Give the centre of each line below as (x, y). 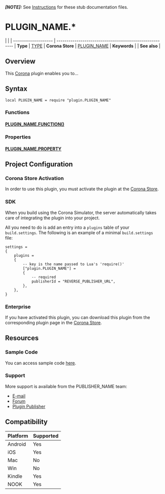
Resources (22, 338)
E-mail (19, 396)
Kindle (15, 476)
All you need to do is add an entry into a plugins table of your (67, 227)
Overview (20, 61)
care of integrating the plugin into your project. (52, 218)
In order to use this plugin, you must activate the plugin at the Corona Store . (82, 189)
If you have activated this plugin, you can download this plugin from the (78, 317)
